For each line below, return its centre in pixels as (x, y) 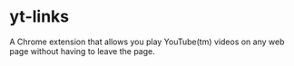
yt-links (39, 17)
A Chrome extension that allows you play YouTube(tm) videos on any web (147, 42)
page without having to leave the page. (83, 51)
